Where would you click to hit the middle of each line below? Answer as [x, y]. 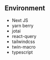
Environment [25, 8]
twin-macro [24, 46]
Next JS [20, 20]
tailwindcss [23, 41]
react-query [24, 36]
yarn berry [23, 25]
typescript [22, 52]
